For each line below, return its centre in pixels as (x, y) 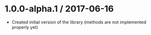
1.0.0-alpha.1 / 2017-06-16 (59, 9)
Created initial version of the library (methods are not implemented (79, 22)
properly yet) (25, 27)
